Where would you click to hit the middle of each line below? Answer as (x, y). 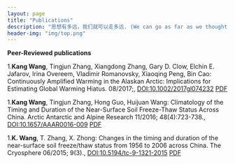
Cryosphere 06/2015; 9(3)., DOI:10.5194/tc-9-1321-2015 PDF (94, 153)
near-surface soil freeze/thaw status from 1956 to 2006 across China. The (114, 146)
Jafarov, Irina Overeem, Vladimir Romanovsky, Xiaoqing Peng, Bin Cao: (109, 74)
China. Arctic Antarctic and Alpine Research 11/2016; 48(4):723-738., (107, 117)
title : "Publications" (40, 20)
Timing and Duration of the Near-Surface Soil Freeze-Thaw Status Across (113, 110)
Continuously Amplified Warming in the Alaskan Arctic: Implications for (109, 82)
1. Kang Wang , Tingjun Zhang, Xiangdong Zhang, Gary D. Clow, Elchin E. (111, 66)
